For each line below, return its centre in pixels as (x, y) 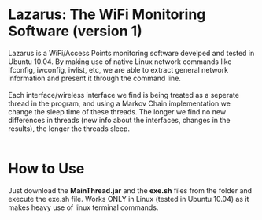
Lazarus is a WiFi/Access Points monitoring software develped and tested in (131, 53)
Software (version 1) (76, 31)
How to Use (46, 169)
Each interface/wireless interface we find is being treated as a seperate (124, 95)
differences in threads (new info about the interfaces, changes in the (119, 120)
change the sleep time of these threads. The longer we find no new (117, 111)
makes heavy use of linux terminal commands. (83, 207)
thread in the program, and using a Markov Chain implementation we (119, 103)
